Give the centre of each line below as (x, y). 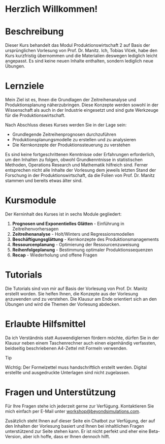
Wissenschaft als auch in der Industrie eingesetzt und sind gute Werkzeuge (82, 110)
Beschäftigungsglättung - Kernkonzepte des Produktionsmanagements (85, 239)
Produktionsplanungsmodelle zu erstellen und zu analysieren (74, 140)
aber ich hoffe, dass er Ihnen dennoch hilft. (66, 436)
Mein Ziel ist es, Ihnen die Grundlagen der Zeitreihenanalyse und (71, 100)
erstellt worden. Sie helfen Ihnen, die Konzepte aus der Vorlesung (72, 293)
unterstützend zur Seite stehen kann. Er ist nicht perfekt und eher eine (76, 431)
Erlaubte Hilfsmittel (45, 324)
